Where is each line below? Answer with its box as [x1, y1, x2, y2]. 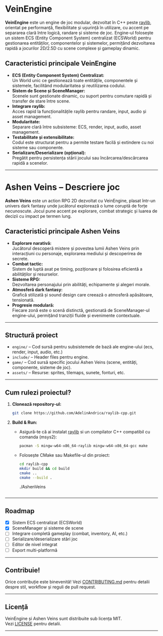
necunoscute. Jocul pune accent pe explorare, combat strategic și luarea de [5, 208, 158, 214]
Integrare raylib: [12, 103, 46, 109]
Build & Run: [12, 419, 37, 425]
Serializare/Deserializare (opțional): [12, 150, 86, 155]
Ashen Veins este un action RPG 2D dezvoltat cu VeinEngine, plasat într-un [5, 198, 156, 204]
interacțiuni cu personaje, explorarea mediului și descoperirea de [12, 250, 142, 256]
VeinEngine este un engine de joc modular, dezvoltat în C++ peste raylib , [5, 19, 152, 25]
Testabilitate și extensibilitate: [12, 134, 75, 140]
